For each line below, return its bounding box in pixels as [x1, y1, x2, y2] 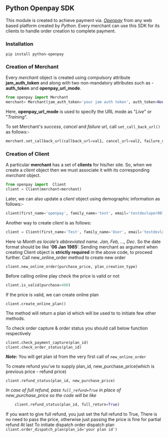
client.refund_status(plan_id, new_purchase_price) [5, 378, 115, 383]
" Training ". [5, 114, 28, 120]
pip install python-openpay [5, 52, 64, 57]
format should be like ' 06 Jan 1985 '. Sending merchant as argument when [5, 243, 158, 249]
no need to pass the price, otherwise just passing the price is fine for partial [5, 416, 162, 422]
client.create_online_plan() [5, 301, 66, 306]
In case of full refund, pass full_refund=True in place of [5, 387, 121, 393]
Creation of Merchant [5, 63, 59, 70]
